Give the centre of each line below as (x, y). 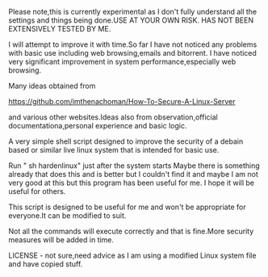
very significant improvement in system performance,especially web (122, 61)
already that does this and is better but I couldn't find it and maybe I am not (133, 174)
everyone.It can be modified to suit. (67, 216)
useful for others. (37, 191)
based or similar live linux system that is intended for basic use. (114, 150)
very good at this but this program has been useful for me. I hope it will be (131, 183)
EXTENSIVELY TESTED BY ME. (60, 29)
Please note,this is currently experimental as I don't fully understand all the (133, 12)
